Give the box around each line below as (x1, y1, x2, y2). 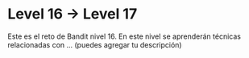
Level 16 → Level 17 (7, 5, 138, 23)
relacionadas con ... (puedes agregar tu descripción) (7, 39, 182, 49)
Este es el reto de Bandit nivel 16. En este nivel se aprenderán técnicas (7, 31, 241, 41)
